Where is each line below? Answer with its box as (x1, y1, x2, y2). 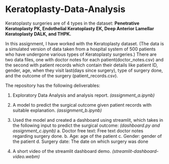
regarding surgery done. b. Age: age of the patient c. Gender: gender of (12, 133, 162, 139)
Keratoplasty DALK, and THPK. (5, 31, 72, 37)
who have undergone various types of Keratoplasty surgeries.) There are (5, 51, 157, 57)
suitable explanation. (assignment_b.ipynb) (12, 107, 102, 113)
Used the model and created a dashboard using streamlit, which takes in (12, 117, 163, 123)
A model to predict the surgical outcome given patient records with (12, 102, 152, 108)
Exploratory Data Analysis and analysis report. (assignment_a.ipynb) (12, 92, 155, 98)
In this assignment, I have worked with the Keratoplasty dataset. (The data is (5, 40, 164, 46)
